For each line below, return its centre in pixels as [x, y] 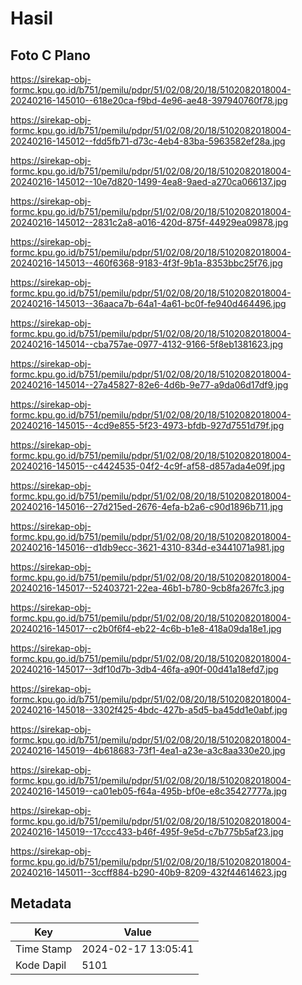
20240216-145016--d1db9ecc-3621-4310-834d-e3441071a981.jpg [147, 547]
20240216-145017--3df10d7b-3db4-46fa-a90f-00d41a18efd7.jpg [144, 669]
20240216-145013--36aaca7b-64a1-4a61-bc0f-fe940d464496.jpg [148, 303]
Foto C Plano [50, 55]
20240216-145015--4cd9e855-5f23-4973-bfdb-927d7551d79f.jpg [147, 425]
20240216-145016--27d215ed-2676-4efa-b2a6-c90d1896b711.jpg [147, 506]
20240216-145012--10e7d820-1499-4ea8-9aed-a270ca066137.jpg [148, 181]
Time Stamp [44, 949]
